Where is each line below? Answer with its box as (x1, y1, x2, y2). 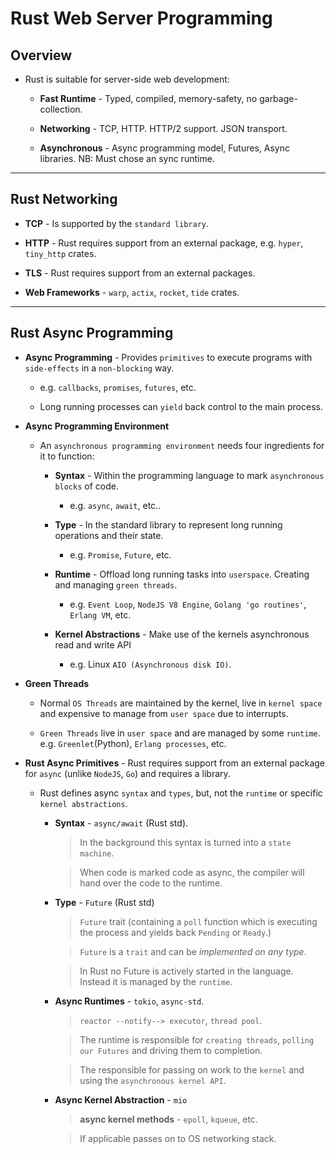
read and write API (54, 638, 132, 651)
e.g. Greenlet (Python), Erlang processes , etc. (39, 737, 227, 749)
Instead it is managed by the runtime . (79, 975, 233, 987)
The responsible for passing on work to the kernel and (79, 1063, 305, 1076)
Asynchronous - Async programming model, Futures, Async (39, 142, 290, 154)
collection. (39, 103, 83, 115)
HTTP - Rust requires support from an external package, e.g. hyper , (24, 237, 304, 249)
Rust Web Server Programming (10, 7, 273, 30)
